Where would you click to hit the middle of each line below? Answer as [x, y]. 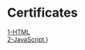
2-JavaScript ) [28, 39]
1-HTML [19, 32]
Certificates [42, 13]
